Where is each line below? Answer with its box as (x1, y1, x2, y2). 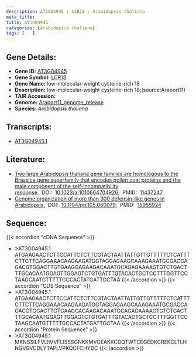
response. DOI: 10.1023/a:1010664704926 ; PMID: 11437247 (14, 189, 163, 196)
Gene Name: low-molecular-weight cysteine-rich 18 (14, 80, 140, 87)
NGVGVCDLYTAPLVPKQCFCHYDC (14, 345, 98, 352)
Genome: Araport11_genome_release (14, 98, 104, 106)
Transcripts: (6, 122, 52, 132)
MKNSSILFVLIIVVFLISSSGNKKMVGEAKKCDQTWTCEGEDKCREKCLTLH (14, 338, 187, 346)
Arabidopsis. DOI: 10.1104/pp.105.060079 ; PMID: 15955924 (14, 201, 162, 208)
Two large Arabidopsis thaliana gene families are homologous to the (14, 170, 178, 177)
